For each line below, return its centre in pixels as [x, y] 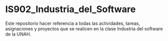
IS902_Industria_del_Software [71, 9]
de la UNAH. [18, 34]
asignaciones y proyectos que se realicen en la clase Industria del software [84, 28]
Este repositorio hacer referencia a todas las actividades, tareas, [73, 23]
